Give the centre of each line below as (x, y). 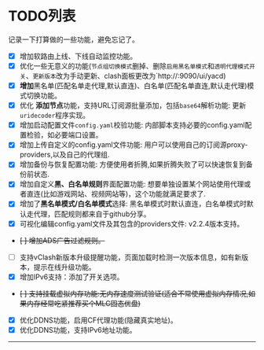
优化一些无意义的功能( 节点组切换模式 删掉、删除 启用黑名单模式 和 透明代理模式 (134, 66)
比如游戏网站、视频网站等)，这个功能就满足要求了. (125, 194)
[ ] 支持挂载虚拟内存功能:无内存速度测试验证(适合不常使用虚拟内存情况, (134, 293)
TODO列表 (42, 16)
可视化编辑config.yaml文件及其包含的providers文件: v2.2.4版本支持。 (132, 223)
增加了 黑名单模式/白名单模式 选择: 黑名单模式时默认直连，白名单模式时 (133, 204)
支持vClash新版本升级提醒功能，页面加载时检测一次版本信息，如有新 (130, 257)
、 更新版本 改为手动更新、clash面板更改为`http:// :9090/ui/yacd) (126, 76)
